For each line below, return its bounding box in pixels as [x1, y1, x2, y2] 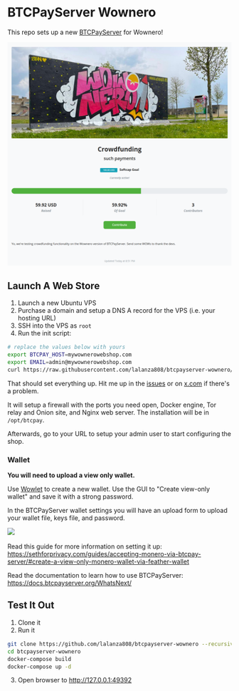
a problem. [7, 386, 39, 395]
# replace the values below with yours [7, 343, 126, 351]
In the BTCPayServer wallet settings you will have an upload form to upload [7, 506, 228, 515]
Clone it [17, 618, 41, 627]
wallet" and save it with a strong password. [7, 492, 134, 501]
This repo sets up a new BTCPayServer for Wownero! [7, 28, 164, 36]
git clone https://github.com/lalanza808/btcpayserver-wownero [7, 640, 199, 648]
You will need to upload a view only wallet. [7, 471, 135, 479]
